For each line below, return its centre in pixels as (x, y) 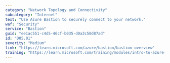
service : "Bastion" (26, 29)
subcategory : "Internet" (31, 15)
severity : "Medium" (26, 43)
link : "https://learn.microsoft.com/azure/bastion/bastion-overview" (80, 48)
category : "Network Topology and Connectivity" (56, 10)
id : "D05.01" (19, 39)
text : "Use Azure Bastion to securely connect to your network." (75, 19)
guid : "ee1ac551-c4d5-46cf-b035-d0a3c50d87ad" (55, 34)
